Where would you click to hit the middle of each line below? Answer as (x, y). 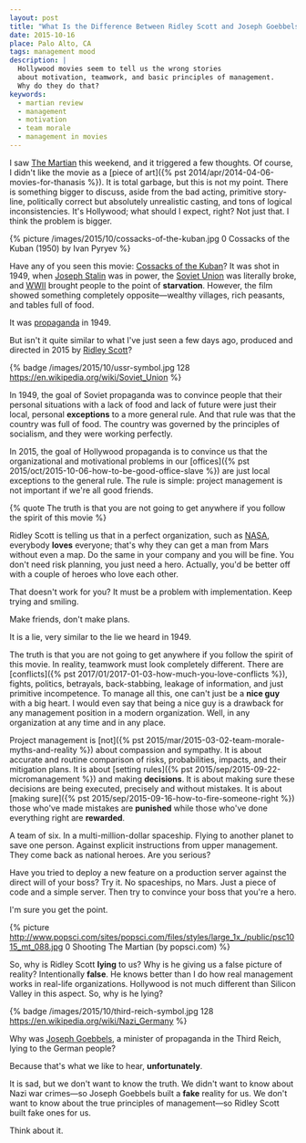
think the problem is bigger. (61, 221)
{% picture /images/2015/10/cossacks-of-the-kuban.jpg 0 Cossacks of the (149, 238)
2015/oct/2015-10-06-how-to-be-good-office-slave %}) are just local (140, 470)
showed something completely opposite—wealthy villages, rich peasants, (147, 295)
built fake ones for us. (50, 1112)
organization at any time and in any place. (88, 722)
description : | (38, 60)
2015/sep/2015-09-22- (238, 769)
